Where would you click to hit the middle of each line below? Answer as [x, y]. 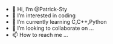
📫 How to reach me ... [40, 35]
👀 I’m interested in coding [44, 15]
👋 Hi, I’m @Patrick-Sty [40, 9]
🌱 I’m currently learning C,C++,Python [59, 22]
